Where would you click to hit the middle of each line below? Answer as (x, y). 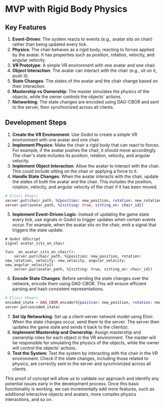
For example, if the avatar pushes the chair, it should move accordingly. (84, 150)
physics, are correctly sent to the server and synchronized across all (82, 364)
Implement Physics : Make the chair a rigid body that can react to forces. (86, 145)
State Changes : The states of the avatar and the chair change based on (85, 81)
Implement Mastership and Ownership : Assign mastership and (77, 332)
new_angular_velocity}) (29, 265)
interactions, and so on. (29, 400)
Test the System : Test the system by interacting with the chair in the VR (85, 353)
